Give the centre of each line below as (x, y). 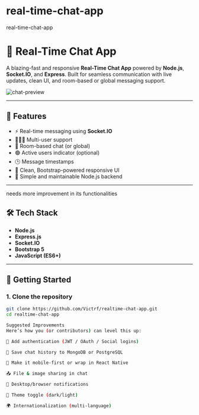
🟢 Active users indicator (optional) (57, 152)
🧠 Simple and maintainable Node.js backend (68, 176)
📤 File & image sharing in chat (47, 374)
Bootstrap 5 (29, 249)
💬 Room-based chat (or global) (52, 146)
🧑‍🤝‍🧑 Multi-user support (44, 139)
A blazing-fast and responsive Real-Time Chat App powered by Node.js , (95, 68)
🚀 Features (26, 116)
